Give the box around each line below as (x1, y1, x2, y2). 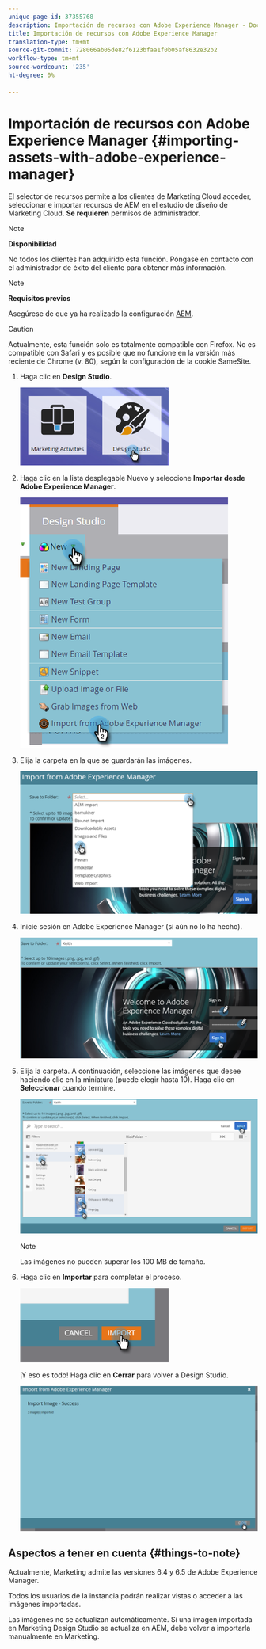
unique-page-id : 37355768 (8, 13, 93, 21)
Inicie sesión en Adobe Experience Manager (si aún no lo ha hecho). (19, 921, 243, 931)
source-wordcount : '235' (8, 63, 90, 71)
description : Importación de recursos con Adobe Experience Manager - (8, 21, 246, 29)
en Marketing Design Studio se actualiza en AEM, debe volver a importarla (8, 1624, 251, 1633)
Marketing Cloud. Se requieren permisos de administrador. (8, 208, 200, 218)
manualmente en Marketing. (8, 1632, 100, 1641)
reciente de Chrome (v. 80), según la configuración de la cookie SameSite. (8, 356, 252, 366)
